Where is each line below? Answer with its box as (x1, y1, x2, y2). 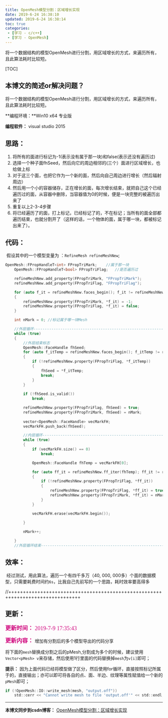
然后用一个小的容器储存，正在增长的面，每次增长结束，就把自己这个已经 (12, 184, 161, 190)
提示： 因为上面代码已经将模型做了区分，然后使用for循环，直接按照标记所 (5, 665, 157, 671)
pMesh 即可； (5, 678, 30, 684)
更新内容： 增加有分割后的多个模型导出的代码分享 (5, 637, 114, 644)
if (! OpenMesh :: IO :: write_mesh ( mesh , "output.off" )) (5, 688, 117, 693)
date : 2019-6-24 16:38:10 (5, 12, 59, 17)
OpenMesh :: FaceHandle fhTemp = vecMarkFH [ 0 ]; (31, 460, 128, 465)
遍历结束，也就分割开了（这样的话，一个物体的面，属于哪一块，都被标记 (12, 216, 161, 222)
